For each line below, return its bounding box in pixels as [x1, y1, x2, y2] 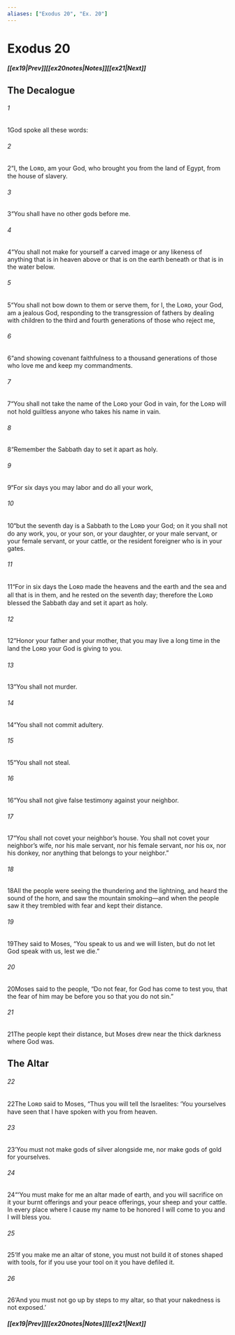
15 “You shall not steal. [7, 758, 71, 766]
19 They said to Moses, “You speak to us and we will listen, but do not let [7, 939, 215, 948]
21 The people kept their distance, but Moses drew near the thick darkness [7, 1030, 222, 1039]
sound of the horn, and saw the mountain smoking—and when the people [7, 894, 220, 903]
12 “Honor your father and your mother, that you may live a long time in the [7, 637, 220, 645]
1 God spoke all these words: [7, 126, 89, 134]
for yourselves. [7, 1153, 51, 1161]
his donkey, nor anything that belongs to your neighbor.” [7, 849, 169, 857]
